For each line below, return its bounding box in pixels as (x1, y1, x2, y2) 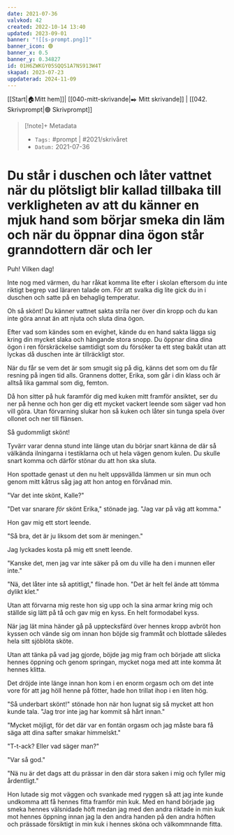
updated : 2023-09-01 (7, 29, 68, 37)
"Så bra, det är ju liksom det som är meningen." (7, 532, 143, 540)
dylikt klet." (7, 588, 40, 596)
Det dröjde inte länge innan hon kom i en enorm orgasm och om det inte (7, 679, 214, 687)
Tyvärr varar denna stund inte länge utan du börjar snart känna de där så (7, 442, 217, 450)
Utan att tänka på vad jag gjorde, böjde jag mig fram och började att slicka (7, 651, 221, 659)
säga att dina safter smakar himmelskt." (7, 729, 121, 737)
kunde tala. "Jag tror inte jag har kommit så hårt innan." (7, 708, 166, 716)
